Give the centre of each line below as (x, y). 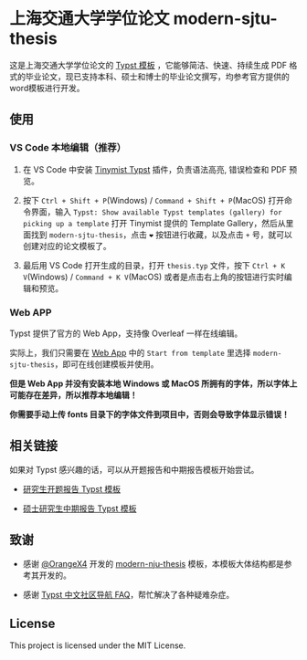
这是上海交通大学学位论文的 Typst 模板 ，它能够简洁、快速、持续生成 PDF (148, 65)
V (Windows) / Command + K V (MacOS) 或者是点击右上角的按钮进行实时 (153, 277)
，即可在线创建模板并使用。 (106, 364)
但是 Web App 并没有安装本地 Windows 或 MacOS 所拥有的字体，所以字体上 (153, 383)
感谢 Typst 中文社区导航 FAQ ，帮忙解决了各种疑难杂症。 (128, 594)
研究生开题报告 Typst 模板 (72, 488)
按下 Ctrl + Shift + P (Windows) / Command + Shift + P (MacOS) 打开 (153, 200)
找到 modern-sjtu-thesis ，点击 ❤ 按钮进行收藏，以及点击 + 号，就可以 (161, 235)
